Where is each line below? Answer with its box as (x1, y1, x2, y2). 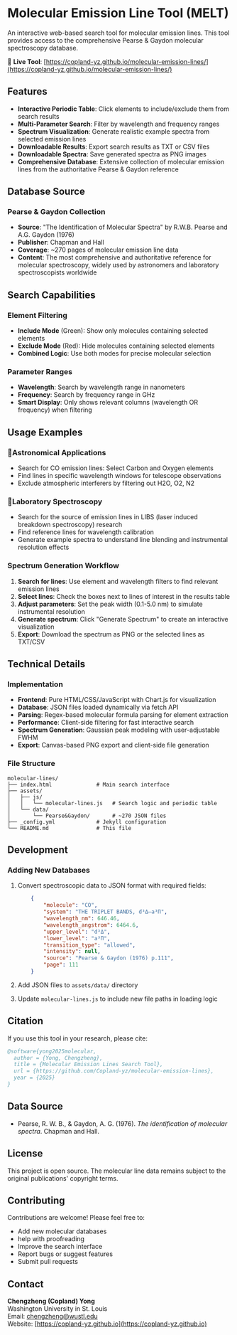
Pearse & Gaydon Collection (7, 207, 106, 217)
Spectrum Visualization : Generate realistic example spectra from (17, 127, 210, 136)
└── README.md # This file (7, 824, 132, 831)
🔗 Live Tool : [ (7, 57, 46, 65)
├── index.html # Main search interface (7, 781, 170, 788)
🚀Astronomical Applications (7, 447, 106, 457)
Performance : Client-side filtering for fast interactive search (17, 718, 194, 727)
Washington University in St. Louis (7, 1304, 108, 1313)
